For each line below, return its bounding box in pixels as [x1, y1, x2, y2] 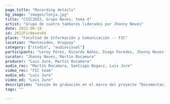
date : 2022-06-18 [5, 26, 42, 31]
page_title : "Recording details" [5, 7, 76, 13]
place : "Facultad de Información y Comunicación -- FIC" [5, 36, 128, 41]
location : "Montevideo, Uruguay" [5, 40, 76, 45]
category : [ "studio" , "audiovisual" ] [5, 45, 85, 50]
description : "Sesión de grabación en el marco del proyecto [5, 82, 137, 87]
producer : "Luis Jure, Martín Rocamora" [5, 59, 92, 64]
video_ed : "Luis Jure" [5, 77, 53, 82]
